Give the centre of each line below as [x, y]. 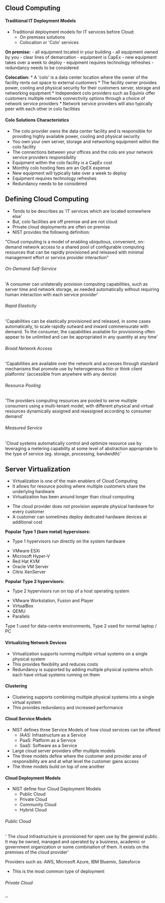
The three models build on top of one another [58, 767]
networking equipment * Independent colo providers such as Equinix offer [80, 93]
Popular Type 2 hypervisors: [35, 582]
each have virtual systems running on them [56, 675]
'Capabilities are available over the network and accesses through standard [82, 363]
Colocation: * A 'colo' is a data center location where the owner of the [77, 77]
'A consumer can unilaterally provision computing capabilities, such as [77, 284]
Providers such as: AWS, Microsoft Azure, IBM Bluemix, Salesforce [73, 862]
